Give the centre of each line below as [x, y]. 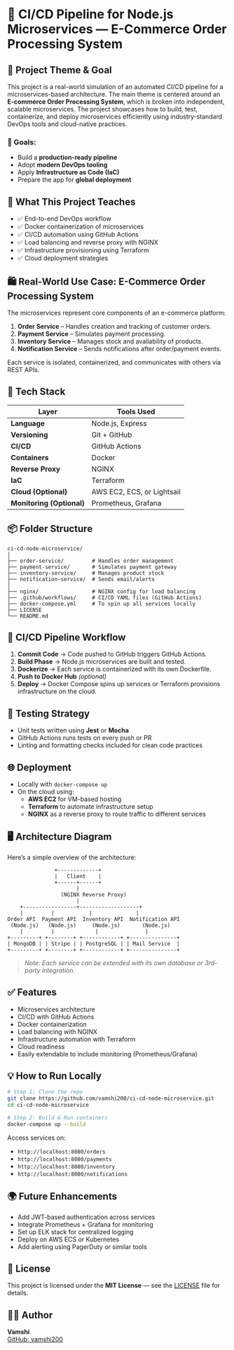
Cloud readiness [41, 1046]
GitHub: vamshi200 [35, 1339]
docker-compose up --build [47, 1124]
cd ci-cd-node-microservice [48, 1105]
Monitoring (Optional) [48, 503]
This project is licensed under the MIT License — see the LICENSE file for [114, 1286]
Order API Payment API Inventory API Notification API [94, 919]
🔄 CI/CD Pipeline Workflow [67, 637]
